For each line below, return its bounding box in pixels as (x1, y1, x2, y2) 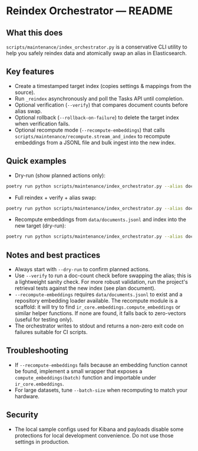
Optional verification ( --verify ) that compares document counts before (14, 101, 189, 108)
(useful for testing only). (14, 316, 74, 323)
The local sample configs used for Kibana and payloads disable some (14, 426, 184, 433)
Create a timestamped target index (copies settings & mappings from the (14, 82, 192, 89)
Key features (6, 67, 54, 77)
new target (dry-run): (14, 222, 66, 229)
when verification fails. (14, 120, 70, 127)
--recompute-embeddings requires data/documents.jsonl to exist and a (14, 291, 183, 298)
